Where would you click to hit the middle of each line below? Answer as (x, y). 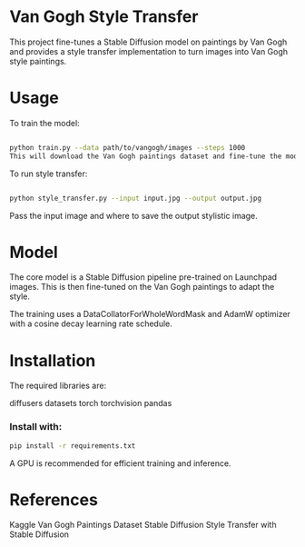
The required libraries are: (58, 386)
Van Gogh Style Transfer (104, 17)
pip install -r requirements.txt (73, 446)
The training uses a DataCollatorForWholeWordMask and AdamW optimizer (150, 314)
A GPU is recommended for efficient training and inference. (120, 463)
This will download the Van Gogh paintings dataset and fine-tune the (146, 156)
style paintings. (38, 61)
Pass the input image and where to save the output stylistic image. (134, 215)
